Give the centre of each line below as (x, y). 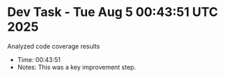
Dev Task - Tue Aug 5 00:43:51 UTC (113, 12)
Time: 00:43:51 (39, 59)
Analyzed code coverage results (54, 46)
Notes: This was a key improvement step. (77, 67)
